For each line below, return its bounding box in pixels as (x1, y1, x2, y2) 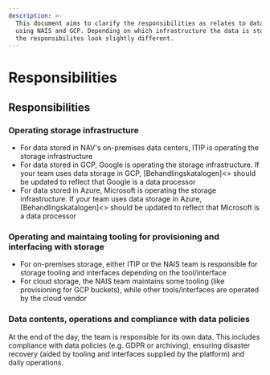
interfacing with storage (8, 242, 104, 253)
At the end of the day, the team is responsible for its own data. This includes (8, 332, 260, 341)
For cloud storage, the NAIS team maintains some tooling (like (19, 276, 225, 286)
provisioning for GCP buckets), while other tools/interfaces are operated (19, 285, 260, 295)
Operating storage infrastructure (8, 124, 139, 136)
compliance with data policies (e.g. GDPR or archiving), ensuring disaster (8, 340, 251, 350)
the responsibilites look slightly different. (15, 34, 174, 43)
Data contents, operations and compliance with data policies (8, 314, 251, 325)
